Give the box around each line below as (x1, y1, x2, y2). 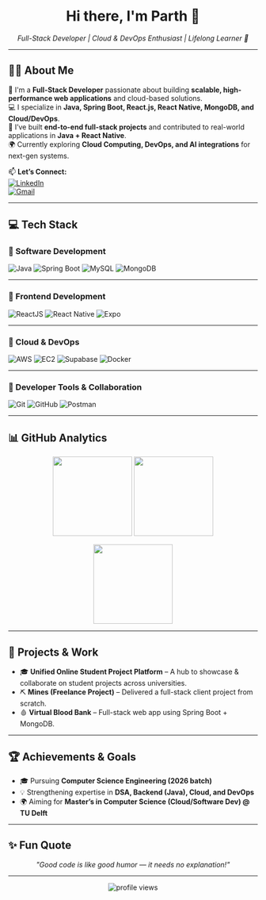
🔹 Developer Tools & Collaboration (8, 381, 142, 392)
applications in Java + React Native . (8, 130, 127, 140)
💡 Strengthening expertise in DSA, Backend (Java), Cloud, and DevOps (19, 787, 255, 797)
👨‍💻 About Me (8, 63, 74, 78)
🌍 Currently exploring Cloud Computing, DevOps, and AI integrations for (8, 139, 251, 149)
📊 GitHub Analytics (8, 431, 108, 444)
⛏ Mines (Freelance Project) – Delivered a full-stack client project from (19, 687, 253, 697)
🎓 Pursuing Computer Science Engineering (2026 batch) (19, 775, 212, 785)
